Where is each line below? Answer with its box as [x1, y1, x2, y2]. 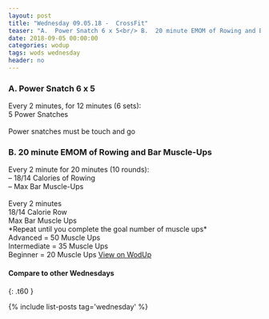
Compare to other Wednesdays [8, 269, 114, 278]
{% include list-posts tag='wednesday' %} [8, 301, 148, 311]
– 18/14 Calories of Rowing [8, 173, 96, 183]
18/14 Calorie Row [8, 208, 68, 217]
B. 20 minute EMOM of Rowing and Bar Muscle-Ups [8, 147, 212, 158]
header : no [8, 57, 45, 65]
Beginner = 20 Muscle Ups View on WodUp [8, 250, 152, 260]
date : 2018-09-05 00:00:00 [8, 34, 98, 42]
